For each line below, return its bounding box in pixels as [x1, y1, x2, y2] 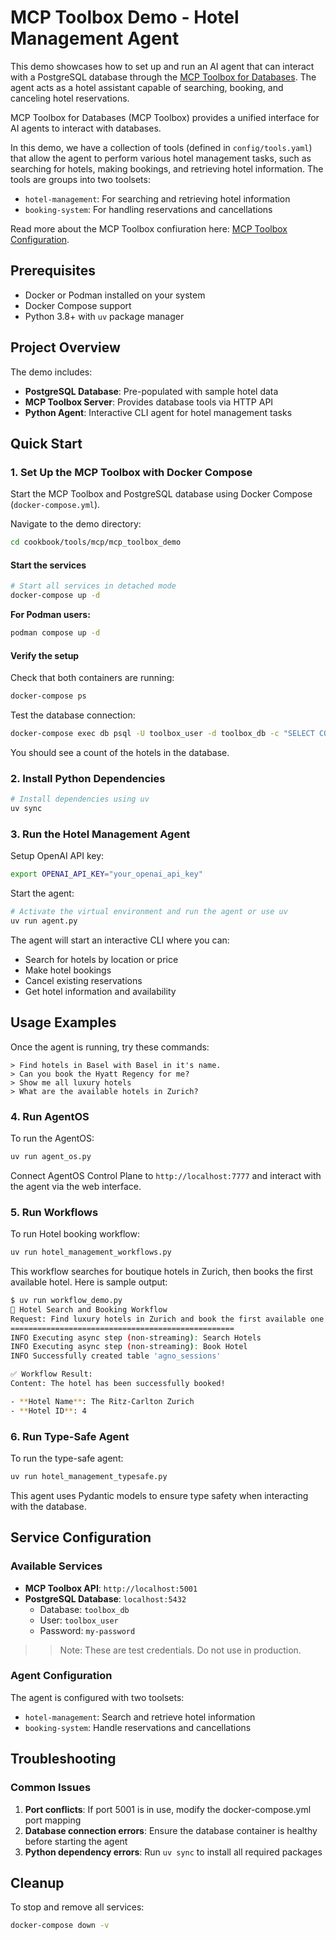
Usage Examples [10, 1014, 117, 1031]
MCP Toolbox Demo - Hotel [10, 6, 240, 29]
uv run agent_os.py [10, 1151, 92, 1161]
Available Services [10, 1559, 103, 1573]
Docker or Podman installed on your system [24, 289, 206, 301]
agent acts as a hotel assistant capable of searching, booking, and [10, 81, 284, 93]
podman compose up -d [10, 628, 101, 638]
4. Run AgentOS [10, 1109, 90, 1123]
